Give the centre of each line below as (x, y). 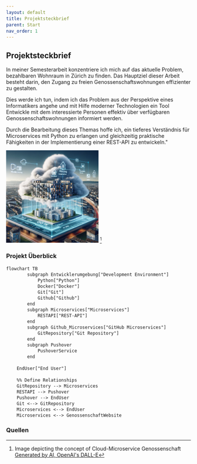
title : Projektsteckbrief (38, 18)
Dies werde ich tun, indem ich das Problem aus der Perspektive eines (90, 100)
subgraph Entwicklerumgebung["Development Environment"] (98, 275)
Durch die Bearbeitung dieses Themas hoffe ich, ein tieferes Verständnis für (98, 130)
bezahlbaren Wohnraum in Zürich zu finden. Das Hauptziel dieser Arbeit (93, 76)
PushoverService (57, 351)
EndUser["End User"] (42, 369)
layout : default (26, 12)
